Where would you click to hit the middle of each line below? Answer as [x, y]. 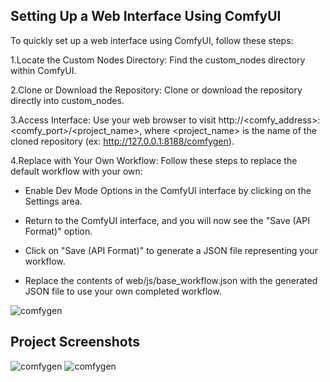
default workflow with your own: [76, 171]
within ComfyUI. [43, 70]
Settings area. [53, 201]
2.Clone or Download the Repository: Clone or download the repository [156, 90]
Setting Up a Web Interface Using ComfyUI [146, 16]
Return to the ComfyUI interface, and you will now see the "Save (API [167, 220]
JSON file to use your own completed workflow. [123, 291]
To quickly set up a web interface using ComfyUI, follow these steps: [152, 40]
